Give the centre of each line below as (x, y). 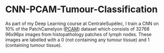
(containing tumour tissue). (34, 45)
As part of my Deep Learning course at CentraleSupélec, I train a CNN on (82, 23)
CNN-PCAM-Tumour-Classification (81, 9)
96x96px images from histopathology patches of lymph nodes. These (78, 34)
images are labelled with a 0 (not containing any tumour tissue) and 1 (77, 40)
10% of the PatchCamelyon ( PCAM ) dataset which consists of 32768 (77, 29)
